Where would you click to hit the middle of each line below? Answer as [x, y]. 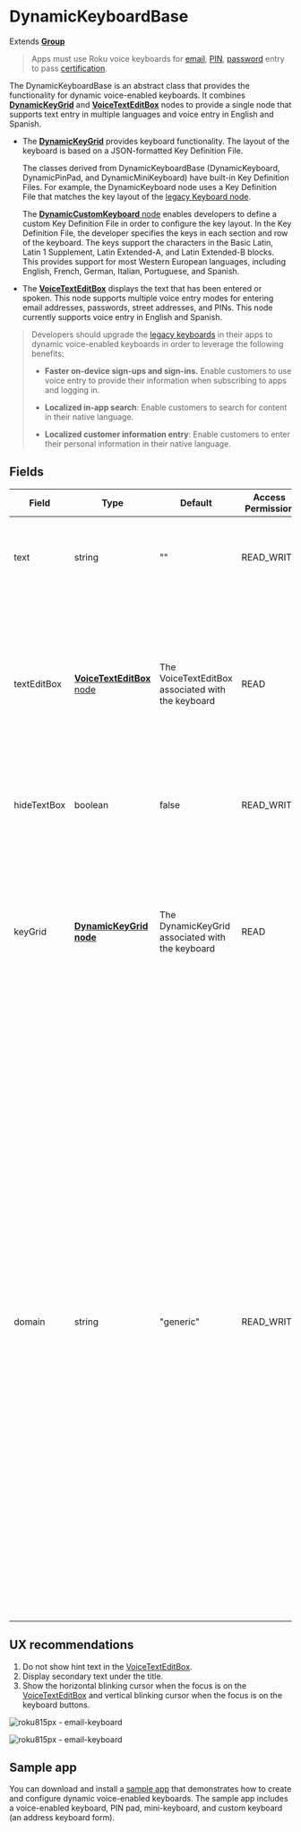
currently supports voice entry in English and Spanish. [122, 317]
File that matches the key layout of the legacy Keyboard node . [137, 196]
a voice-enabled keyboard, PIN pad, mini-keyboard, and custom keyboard [146, 1808]
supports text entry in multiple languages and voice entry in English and [142, 114]
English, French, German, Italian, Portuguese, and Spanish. [131, 271]
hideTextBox [39, 804]
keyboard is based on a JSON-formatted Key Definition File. [133, 151]
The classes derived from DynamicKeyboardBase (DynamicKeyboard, [151, 168]
